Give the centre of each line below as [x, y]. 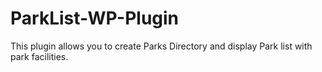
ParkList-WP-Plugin [95, 18]
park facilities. [39, 56]
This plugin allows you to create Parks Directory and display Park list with [161, 46]
